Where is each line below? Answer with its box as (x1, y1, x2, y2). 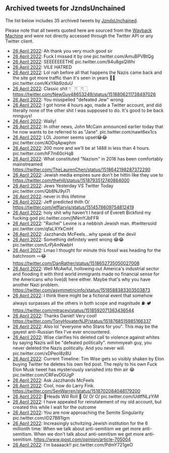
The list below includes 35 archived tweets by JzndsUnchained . (5, 17, 138, 23)
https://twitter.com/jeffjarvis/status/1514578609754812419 (12, 204, 134, 210)
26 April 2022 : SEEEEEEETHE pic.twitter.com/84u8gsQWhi (12, 58, 135, 65)
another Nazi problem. (12, 281, 60, 287)
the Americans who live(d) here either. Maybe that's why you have (12, 276, 150, 282)
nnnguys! (12, 112, 32, 118)
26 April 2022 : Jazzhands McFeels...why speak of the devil (12, 231, 136, 237)
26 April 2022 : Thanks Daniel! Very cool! (12, 312, 97, 318)
